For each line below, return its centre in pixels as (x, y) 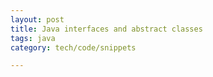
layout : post (37, 19)
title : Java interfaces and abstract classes (106, 29)
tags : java (33, 38)
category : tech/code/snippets (73, 47)
